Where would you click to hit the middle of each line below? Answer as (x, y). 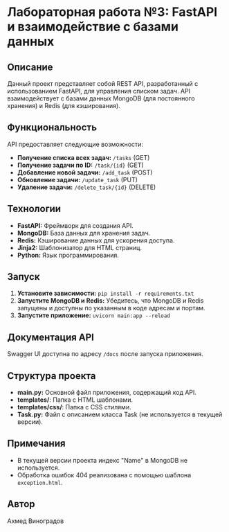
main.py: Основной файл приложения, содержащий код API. (107, 393)
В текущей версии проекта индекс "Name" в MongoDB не (102, 460)
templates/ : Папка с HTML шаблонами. (75, 400)
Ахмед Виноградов (36, 521)
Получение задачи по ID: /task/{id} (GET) (80, 165)
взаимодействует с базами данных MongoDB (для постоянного (101, 98)
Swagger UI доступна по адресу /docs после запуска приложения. (105, 354)
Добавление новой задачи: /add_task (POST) (85, 172)
